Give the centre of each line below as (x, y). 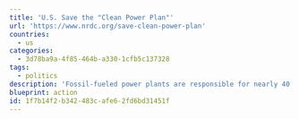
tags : (19, 68)
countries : (30, 34)
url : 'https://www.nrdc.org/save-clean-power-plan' (107, 26)
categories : (31, 51)
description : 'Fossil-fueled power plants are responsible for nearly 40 (150, 84)
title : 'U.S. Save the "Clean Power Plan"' (92, 17)
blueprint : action (43, 92)
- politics (38, 76)
